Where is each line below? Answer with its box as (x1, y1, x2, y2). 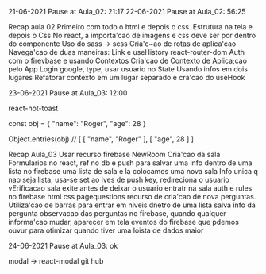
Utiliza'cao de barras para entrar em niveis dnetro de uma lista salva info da (8, 200, 256, 210)
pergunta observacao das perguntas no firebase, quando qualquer (8, 209, 226, 218)
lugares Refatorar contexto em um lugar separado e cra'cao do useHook (8, 73, 245, 82)
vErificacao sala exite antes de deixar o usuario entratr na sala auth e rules (8, 183, 253, 193)
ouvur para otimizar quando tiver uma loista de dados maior (8, 226, 204, 235)
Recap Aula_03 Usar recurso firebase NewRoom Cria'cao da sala (8, 150, 221, 159)
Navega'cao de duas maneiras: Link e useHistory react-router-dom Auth (8, 48, 245, 56)
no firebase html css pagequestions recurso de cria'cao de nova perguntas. (8, 192, 256, 201)
